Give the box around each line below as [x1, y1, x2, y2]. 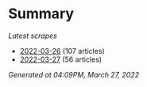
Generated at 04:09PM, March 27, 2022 [8, 70, 140, 79]
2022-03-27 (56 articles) [19, 55, 102, 64]
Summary [8, 5, 74, 23]
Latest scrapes [8, 31, 57, 40]
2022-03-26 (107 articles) [19, 46, 105, 55]
